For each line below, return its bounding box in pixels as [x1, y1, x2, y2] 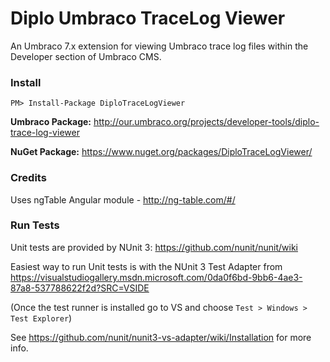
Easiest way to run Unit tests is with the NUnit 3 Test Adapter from [10, 260, 283, 272]
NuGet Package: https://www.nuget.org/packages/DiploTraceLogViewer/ [10, 146, 313, 158]
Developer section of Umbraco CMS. [10, 50, 162, 62]
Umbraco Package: [10, 116, 92, 128]
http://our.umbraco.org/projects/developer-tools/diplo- [93, 116, 320, 128]
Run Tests [10, 218, 60, 232]
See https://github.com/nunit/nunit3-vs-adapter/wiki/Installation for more [10, 331, 312, 343]
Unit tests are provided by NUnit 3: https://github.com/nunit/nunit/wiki [10, 241, 299, 253]
